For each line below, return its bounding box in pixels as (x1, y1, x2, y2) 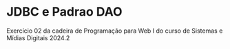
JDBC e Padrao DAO (6, 4, 123, 20)
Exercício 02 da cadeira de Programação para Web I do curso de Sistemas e (6, 27, 223, 35)
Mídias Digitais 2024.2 (6, 33, 70, 42)
